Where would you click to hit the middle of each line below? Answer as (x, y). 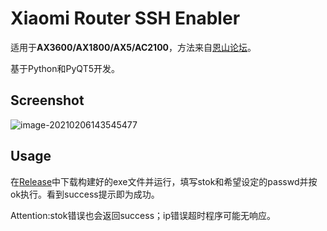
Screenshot (47, 100)
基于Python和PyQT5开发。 (65, 68)
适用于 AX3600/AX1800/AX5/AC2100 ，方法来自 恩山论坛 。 (133, 47)
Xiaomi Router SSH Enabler (125, 18)
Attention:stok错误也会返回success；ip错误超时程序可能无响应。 (143, 215)
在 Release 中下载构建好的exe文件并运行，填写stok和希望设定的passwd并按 (164, 181)
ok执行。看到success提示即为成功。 (85, 194)
